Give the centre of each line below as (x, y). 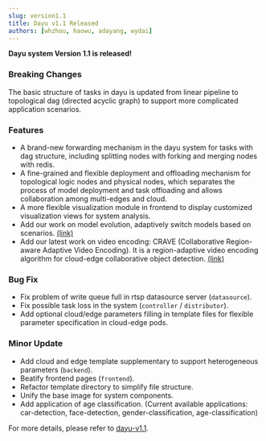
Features (26, 130)
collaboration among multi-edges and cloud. (93, 199)
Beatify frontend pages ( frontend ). (77, 378)
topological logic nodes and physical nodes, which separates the (127, 181)
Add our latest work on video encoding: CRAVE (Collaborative (122, 241)
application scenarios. (45, 109)
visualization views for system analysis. (85, 216)
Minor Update (36, 344)
